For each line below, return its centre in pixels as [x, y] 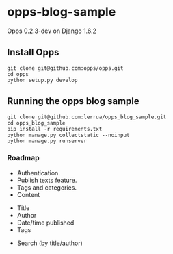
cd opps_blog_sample [37, 123]
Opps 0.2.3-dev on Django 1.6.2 [52, 31]
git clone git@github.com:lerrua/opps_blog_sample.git [87, 117]
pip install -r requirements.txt [55, 129]
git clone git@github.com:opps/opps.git [66, 68]
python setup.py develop [42, 80]
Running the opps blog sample [74, 101]
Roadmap [23, 158]
